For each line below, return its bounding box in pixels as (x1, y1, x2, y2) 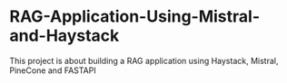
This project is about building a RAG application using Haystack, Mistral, (9, 55, 279, 66)
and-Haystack (9, 25, 120, 46)
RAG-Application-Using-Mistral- (9, 6, 261, 27)
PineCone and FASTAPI (9, 65, 97, 76)
